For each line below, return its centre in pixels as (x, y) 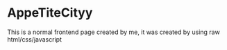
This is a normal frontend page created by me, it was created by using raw (113, 32)
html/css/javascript (35, 39)
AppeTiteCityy (50, 13)
